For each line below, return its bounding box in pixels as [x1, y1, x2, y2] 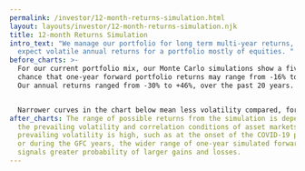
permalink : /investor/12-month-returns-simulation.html [9, 13, 225, 23]
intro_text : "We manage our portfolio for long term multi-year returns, [9, 38, 295, 48]
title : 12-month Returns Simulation [9, 30, 148, 39]
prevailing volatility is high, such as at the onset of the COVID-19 [17, 131, 290, 140]
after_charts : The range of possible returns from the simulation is [9, 114, 279, 123]
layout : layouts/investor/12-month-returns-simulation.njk [9, 22, 238, 31]
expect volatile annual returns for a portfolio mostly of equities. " [17, 47, 295, 56]
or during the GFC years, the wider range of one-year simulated [17, 139, 271, 148]
